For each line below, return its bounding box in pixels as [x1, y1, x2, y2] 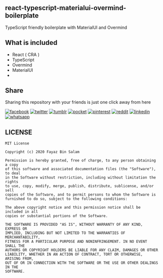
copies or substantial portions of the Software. [5, 214, 108, 218]
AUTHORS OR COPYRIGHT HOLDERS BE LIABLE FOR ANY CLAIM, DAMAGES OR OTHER [5, 248, 159, 253]
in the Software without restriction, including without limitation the [5, 175, 156, 180]
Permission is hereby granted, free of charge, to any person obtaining [5, 158, 156, 163]
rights [5, 179, 19, 184]
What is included [5, 39, 58, 47]
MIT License [5, 141, 29, 146]
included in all [5, 209, 38, 214]
